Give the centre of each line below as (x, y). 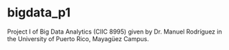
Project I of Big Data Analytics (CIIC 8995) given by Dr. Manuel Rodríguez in (114, 32)
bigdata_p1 (39, 13)
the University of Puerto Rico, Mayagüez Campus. (78, 38)
